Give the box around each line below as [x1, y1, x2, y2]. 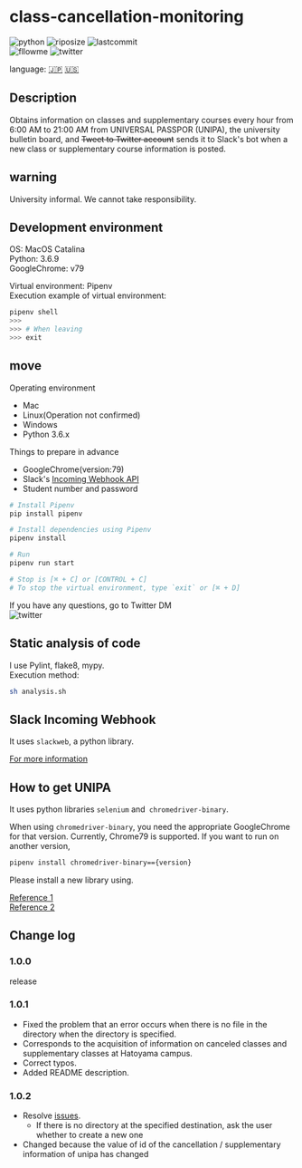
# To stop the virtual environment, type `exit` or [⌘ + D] [9, 583, 241, 593]
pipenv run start [9, 559, 75, 568]
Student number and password [22, 483, 138, 494]
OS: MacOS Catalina [9, 244, 86, 255]
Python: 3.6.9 [9, 254, 60, 265]
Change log [9, 928, 76, 943]
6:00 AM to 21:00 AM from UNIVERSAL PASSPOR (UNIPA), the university [9, 124, 280, 135]
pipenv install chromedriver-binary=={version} [9, 858, 193, 867]
